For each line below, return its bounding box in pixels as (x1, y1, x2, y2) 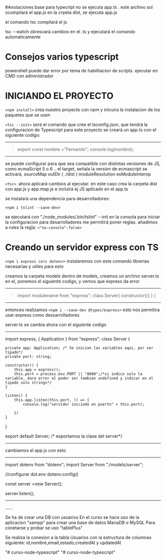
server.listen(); (5, 490, 35, 496)
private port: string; (5, 354, 52, 359)
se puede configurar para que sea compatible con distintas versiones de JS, (5, 161, 161, 167)
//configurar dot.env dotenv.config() (5, 471, 79, 477)
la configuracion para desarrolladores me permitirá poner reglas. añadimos (5, 219, 158, 225)
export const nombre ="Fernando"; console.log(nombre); (17, 146, 134, 152)
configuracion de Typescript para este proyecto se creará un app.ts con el (5, 126, 157, 133)
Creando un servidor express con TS (5, 242, 159, 253)
